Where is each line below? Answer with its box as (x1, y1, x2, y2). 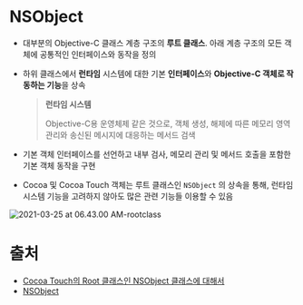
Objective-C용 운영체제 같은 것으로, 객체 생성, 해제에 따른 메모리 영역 (44, 118, 291, 129)
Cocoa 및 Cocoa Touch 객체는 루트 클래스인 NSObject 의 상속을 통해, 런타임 (22, 179, 294, 190)
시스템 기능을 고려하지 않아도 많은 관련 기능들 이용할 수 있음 (22, 191, 234, 202)
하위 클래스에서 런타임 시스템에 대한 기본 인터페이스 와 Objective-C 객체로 (22, 68, 285, 79)
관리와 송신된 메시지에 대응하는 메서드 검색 (44, 129, 197, 140)
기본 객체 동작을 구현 (22, 160, 96, 171)
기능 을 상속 (46, 79, 86, 90)
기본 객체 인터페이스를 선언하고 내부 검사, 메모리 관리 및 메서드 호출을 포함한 (22, 148, 292, 160)
